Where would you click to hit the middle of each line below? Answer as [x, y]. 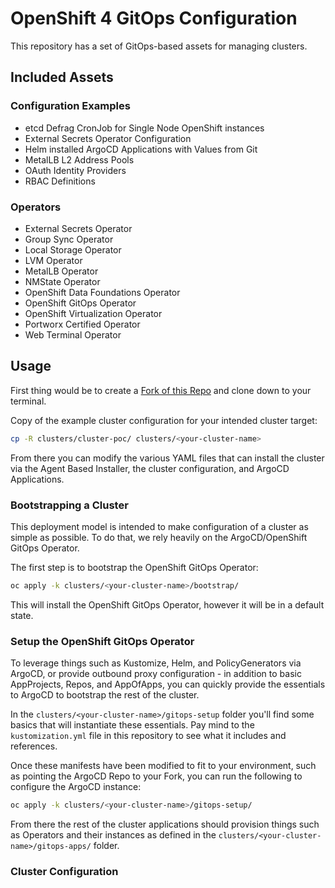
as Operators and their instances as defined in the [113, 834]
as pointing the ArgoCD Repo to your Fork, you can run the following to [156, 776]
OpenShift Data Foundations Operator [102, 292]
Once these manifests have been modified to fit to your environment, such [163, 766]
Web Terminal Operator [73, 334]
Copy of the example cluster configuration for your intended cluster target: [164, 420]
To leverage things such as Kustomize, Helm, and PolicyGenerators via [156, 663]
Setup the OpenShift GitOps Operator [102, 641]
